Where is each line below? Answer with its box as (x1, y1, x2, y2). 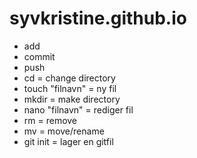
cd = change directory (23, 72, 116, 84)
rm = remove (23, 114, 78, 126)
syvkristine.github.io (9, 7, 187, 30)
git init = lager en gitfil (23, 135, 114, 147)
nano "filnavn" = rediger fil (23, 103, 134, 116)
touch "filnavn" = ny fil (23, 82, 117, 94)
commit (23, 50, 56, 62)
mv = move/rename (23, 125, 105, 137)
